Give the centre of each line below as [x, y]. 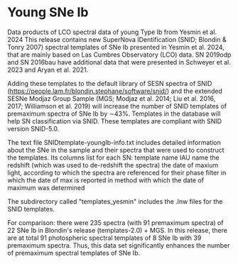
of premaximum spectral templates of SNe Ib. [74, 253]
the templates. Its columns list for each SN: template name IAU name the [113, 158]
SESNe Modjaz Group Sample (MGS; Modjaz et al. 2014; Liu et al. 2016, [112, 98]
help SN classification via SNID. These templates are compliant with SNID [115, 121]
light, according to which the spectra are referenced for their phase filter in [117, 172]
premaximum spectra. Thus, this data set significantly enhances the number [119, 245]
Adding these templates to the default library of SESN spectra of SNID [110, 83]
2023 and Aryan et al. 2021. [48, 70]
